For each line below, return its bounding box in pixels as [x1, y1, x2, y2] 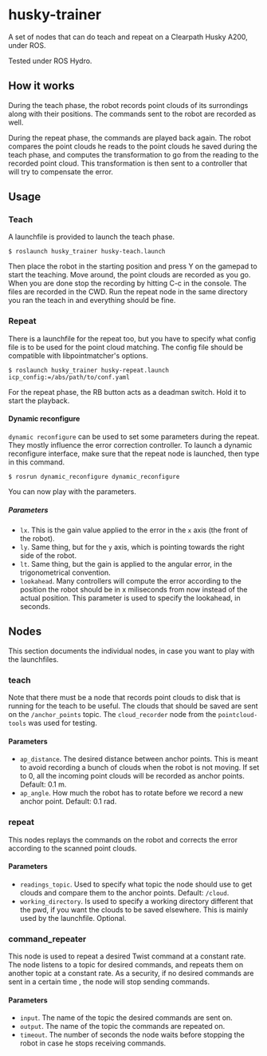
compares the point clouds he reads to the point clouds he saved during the [8, 141, 257, 151]
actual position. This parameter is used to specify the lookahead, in [19, 593, 241, 603]
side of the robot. [19, 550, 77, 560]
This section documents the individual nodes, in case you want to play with [8, 646, 255, 656]
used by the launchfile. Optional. [19, 913, 127, 923]
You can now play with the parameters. [8, 486, 137, 496]
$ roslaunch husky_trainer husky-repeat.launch [8, 366, 170, 374]
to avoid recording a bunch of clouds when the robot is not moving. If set [19, 763, 260, 772]
